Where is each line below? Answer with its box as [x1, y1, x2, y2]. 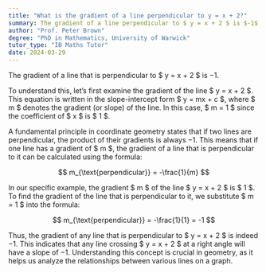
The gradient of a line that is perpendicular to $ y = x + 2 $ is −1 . [8, 71, 220, 80]
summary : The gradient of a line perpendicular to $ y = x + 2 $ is [8, 19, 241, 27]
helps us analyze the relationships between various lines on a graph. [8, 256, 233, 265]
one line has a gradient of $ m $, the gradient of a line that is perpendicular [8, 144, 255, 153]
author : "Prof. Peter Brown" [8, 26, 105, 34]
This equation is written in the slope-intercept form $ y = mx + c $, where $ [8, 95, 256, 103]
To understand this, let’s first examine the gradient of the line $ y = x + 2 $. [8, 86, 253, 96]
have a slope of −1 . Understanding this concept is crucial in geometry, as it [8, 248, 253, 257]
